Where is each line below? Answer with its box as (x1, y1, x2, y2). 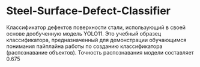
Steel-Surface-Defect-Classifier (6, 4, 171, 18)
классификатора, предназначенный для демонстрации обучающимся (6, 36, 187, 43)
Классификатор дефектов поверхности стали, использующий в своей (6, 24, 186, 31)
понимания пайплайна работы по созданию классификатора (6, 43, 163, 50)
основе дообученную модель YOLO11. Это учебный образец (6, 30, 162, 37)
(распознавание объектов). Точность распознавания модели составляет (6, 49, 194, 56)
